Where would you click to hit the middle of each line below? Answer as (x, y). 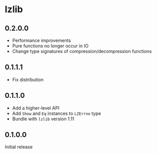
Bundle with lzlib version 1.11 (43, 119)
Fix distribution (28, 80)
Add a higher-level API (36, 108)
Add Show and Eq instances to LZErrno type (57, 113)
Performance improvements (42, 40)
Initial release (19, 147)
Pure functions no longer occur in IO (50, 46)
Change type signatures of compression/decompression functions (82, 51)
